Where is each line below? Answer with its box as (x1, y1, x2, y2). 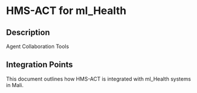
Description (6, 27, 50, 37)
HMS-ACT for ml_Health (6, 4, 126, 18)
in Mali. (6, 81, 24, 88)
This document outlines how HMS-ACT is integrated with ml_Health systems (6, 75, 191, 82)
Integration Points (6, 60, 74, 70)
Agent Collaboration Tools (6, 43, 69, 50)
